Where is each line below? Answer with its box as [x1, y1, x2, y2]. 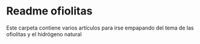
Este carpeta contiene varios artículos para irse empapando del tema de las [6, 24, 194, 31]
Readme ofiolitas [6, 4, 93, 18]
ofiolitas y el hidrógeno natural [6, 30, 82, 37]
